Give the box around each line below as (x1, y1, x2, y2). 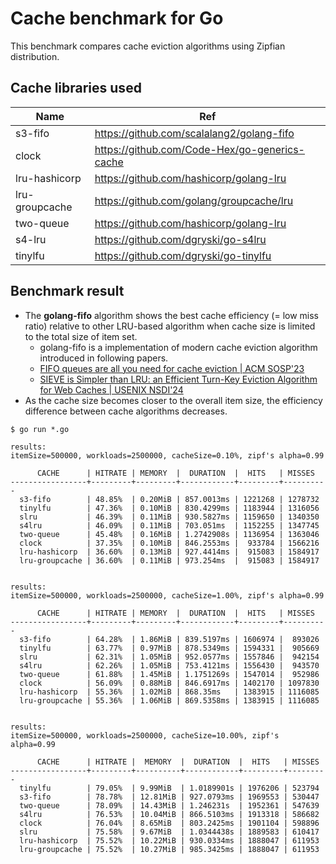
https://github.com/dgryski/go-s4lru (94, 232, 267, 246)
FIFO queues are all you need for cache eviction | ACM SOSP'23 (39, 362, 305, 374)
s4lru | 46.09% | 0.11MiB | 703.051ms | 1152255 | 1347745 (19, 520, 320, 531)
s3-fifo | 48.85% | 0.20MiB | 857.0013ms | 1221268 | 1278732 (19, 494, 320, 504)
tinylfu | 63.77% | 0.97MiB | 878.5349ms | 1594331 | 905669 (19, 643, 320, 653)
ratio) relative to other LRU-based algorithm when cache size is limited (24, 320, 316, 332)
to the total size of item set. (24, 330, 138, 342)
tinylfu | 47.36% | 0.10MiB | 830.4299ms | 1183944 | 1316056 (19, 503, 320, 513)
